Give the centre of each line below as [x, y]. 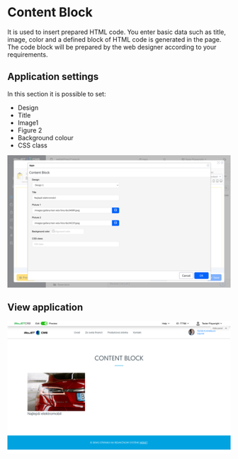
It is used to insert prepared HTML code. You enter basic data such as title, [117, 32]
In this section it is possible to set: [57, 93]
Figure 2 [30, 130]
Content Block [50, 12]
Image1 [28, 123]
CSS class [32, 145]
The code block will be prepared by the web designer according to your [112, 47]
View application [45, 308]
